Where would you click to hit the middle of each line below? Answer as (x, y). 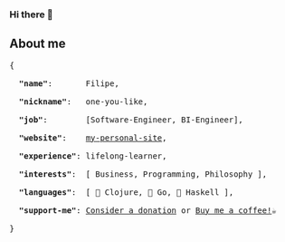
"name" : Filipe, (69, 83)
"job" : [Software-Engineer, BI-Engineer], (131, 120)
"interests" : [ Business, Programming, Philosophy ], (143, 174)
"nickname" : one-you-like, (83, 102)
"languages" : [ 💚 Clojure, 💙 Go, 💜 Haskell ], (126, 192)
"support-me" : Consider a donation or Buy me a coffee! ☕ (148, 210)
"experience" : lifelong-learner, (93, 156)
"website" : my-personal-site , (93, 138)
